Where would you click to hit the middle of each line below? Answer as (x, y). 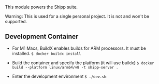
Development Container (42, 36)
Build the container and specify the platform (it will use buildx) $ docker (83, 63)
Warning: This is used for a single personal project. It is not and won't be (77, 16)
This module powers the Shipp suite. (42, 7)
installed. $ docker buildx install (46, 53)
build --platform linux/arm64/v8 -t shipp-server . (65, 67)
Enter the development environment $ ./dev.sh (59, 76)
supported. (16, 21)
